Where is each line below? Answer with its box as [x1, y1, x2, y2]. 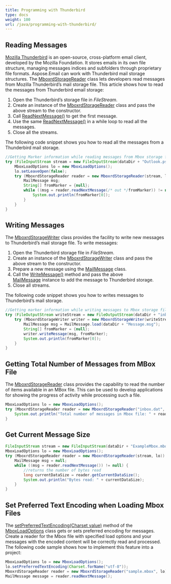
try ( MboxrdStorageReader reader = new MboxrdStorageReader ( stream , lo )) [5, 453, 165, 459]
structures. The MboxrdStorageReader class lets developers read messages [5, 76, 165, 82]
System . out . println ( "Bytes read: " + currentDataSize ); [23, 477, 145, 482]
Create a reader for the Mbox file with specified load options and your [5, 533, 152, 539]
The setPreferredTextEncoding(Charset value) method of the [5, 522, 133, 528]
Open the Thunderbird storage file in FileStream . [12, 250, 115, 256]
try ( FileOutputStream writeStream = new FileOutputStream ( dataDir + [5, 312, 156, 317]
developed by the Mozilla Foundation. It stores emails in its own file [5, 60, 146, 66]
